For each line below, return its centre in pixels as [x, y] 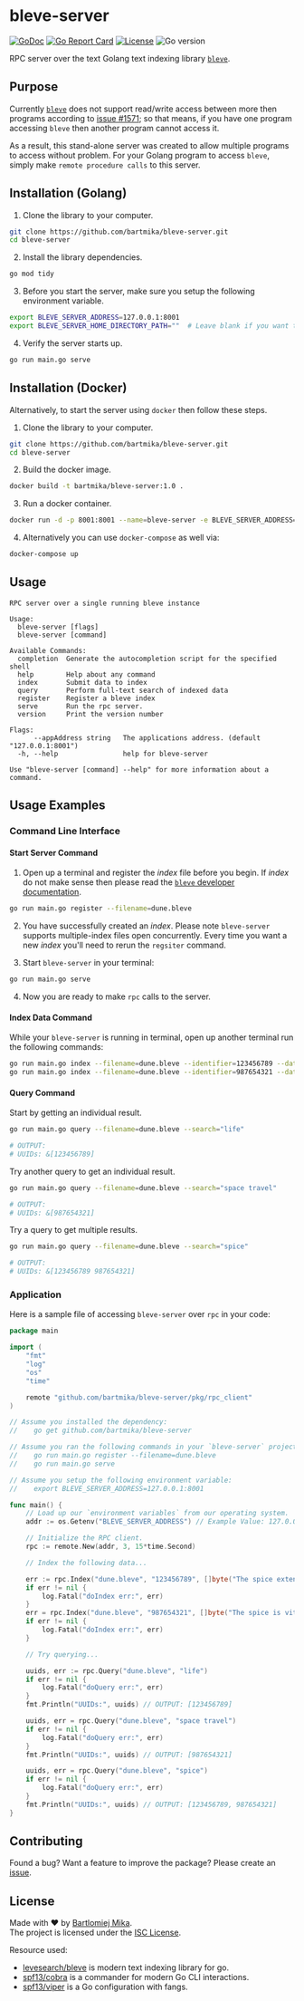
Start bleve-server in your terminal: [88, 963]
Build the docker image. [66, 470]
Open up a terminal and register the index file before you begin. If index [156, 873]
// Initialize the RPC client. [85, 1538]
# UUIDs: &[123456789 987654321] [72, 1272]
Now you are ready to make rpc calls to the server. [116, 996]
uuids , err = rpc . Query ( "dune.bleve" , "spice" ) [117, 1771]
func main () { [36, 1505]
